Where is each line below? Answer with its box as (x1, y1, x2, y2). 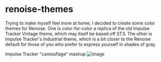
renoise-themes (5, 3, 73, 15)
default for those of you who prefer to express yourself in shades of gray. (5, 41, 156, 47)
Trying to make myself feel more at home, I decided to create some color (5, 20, 155, 26)
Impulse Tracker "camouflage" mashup (5, 51, 86, 57)
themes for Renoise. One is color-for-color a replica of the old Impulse (5, 25, 150, 31)
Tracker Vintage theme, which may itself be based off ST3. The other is (5, 30, 152, 36)
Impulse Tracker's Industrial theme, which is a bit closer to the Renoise (5, 36, 151, 42)
